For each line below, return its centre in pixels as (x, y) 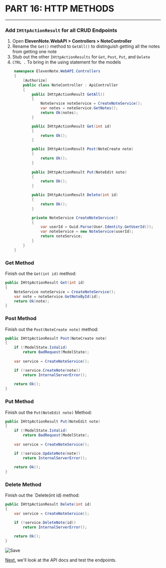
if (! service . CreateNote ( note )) (47, 370)
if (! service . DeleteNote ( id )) (45, 523)
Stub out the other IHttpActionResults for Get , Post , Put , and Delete (81, 57)
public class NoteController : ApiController (71, 85)
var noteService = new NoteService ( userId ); (87, 232)
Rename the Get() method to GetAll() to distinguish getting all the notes (86, 46)
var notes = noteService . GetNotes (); (79, 108)
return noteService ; (62, 236)
